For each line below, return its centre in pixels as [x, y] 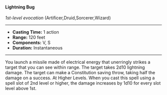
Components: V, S [31, 43]
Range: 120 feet [29, 38]
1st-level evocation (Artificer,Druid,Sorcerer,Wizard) [58, 18]
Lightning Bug [20, 7]
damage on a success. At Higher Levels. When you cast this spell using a [80, 78]
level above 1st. [21, 89]
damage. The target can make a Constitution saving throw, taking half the [80, 73]
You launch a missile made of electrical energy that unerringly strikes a [78, 62]
